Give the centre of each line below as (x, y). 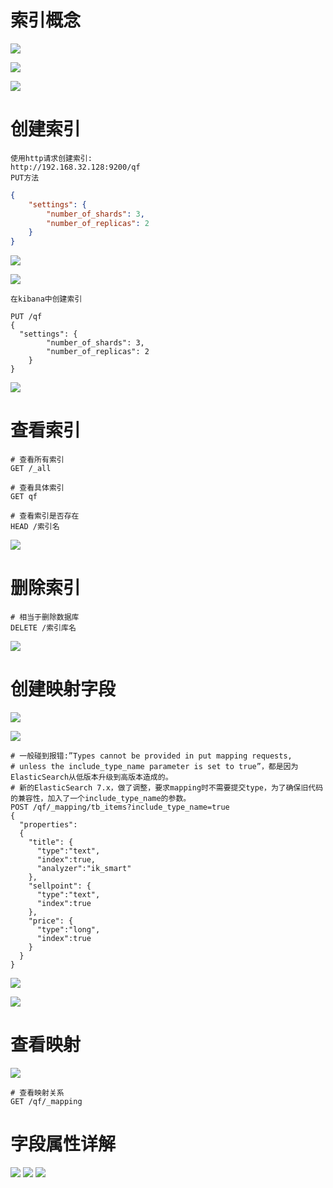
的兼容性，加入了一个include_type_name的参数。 (101, 798)
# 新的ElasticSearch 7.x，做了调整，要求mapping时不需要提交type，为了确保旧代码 (167, 787)
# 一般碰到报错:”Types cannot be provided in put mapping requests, (151, 756)
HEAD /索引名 (35, 527)
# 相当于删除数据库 (45, 617)
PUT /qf (26, 317)
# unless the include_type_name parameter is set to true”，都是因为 (154, 766)
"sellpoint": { (60, 886)
